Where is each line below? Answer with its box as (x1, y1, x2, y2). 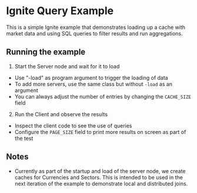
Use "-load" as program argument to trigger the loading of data (14, 74, 169, 81)
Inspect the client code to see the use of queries (14, 122, 132, 129)
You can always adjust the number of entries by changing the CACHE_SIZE (14, 93, 191, 100)
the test (14, 135, 34, 142)
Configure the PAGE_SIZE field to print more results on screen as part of (14, 128, 186, 135)
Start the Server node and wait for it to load (14, 63, 120, 70)
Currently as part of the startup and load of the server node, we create (14, 167, 186, 175)
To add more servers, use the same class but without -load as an (14, 80, 172, 87)
